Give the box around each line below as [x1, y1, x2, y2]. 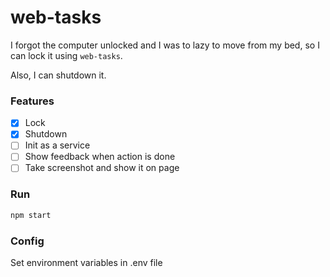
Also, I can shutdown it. [10, 69, 107, 81]
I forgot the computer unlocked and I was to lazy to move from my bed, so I [10, 39, 320, 51]
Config [10, 234, 45, 248]
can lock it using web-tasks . [10, 49, 123, 61]
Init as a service [24, 139, 91, 151]
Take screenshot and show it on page [24, 162, 180, 174]
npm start [10, 210, 52, 220]
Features [10, 94, 55, 108]
